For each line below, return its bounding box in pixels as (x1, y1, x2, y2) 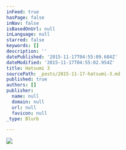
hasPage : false (6, 15, 45, 21)
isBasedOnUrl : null (6, 25, 56, 32)
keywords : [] (6, 43, 39, 49)
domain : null (12, 99, 45, 105)
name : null (12, 93, 39, 99)
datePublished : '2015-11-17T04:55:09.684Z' (6, 54, 118, 60)
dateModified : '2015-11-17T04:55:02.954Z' (6, 59, 115, 65)
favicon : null (12, 110, 47, 116)
